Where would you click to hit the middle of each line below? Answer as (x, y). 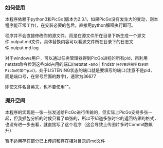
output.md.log (25, 48)
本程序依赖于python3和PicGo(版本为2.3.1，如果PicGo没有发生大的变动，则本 (82, 19)
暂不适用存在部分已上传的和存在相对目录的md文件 (55, 141)
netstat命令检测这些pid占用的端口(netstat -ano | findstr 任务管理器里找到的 (77, 64)
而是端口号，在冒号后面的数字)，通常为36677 (51, 76)
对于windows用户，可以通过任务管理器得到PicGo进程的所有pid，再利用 (76, 58)
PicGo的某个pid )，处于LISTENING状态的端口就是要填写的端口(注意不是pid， (80, 70)
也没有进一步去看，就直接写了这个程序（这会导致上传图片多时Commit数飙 (79, 124)
